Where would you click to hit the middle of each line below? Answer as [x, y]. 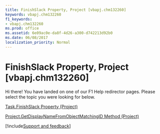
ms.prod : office [22, 28]
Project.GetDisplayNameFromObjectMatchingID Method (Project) [72, 116]
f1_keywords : [19, 19]
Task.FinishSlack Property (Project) [41, 106]
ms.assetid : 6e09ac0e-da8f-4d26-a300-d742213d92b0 [59, 33]
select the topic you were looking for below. [50, 97]
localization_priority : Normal [38, 42]
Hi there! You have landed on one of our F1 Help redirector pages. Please [80, 91]
